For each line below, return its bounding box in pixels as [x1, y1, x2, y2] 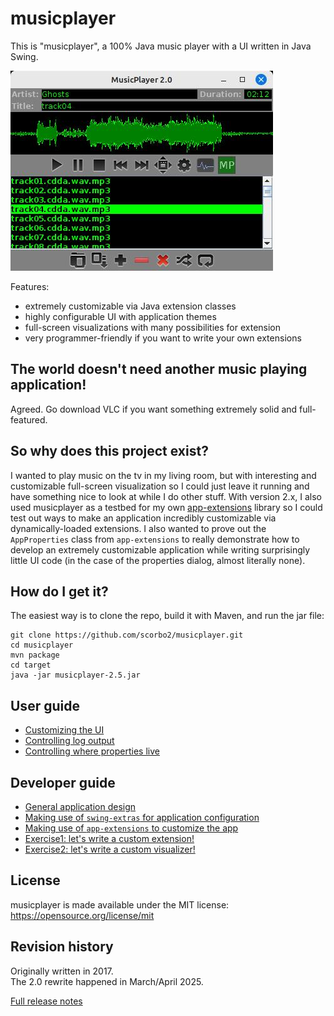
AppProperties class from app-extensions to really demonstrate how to [10, 533, 300, 545]
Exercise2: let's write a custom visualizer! [24, 843, 196, 855]
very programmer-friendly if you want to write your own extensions [24, 332, 302, 344]
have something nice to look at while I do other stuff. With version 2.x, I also [10, 490, 322, 502]
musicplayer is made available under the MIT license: [10, 898, 230, 911]
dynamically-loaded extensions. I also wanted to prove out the [10, 522, 267, 534]
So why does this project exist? [10, 443, 209, 460]
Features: [10, 280, 50, 292]
